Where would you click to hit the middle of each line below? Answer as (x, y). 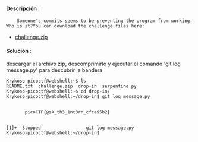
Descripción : (23, 8)
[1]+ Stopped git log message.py (70, 128)
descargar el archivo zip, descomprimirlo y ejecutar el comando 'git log (94, 64)
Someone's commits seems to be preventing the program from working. (105, 21)
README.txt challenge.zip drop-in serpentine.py (71, 86)
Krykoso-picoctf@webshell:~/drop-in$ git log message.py (78, 97)
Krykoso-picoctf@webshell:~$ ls (46, 81)
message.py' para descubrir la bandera (54, 70)
